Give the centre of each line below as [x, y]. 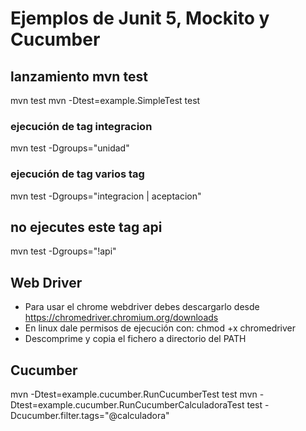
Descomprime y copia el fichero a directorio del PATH [135, 339]
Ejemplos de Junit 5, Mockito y [140, 18]
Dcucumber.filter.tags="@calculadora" [90, 416]
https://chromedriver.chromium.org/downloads [121, 318]
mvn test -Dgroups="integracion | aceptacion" [106, 196]
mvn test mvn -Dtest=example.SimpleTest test [105, 100]
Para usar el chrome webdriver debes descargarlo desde [142, 307]
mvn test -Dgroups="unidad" [70, 148]
